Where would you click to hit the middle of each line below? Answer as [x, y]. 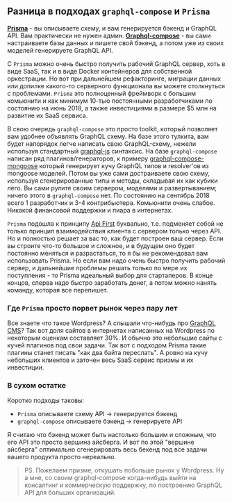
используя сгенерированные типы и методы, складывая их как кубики [113, 181]
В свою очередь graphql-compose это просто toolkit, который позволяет [113, 129]
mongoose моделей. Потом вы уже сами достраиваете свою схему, [109, 173]
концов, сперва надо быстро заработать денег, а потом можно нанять [112, 282]
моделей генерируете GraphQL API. [60, 50]
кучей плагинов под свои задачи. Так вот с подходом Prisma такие [107, 345]
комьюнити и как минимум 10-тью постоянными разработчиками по [110, 101]
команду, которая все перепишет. [58, 290]
